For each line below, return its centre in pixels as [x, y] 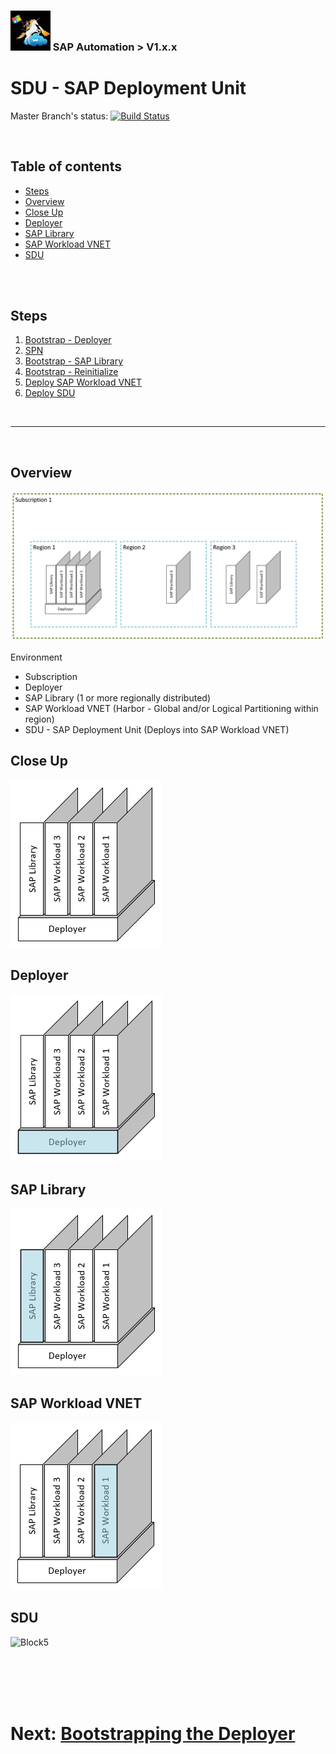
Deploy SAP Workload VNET [83, 382]
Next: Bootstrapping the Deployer [153, 1733]
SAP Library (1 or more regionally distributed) [117, 697]
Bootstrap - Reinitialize [71, 372]
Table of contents [66, 166]
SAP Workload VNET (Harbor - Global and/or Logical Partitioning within [171, 708]
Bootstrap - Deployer [68, 340]
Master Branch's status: [59, 116]
